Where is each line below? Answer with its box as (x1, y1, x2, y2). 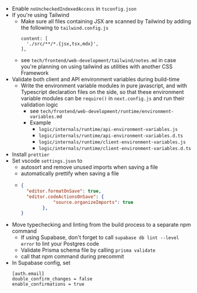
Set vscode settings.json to (11, 157, 82, 164)
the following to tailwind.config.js (20, 24, 109, 31)
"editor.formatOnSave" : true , (26, 188, 101, 194)
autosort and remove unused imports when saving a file (20, 164, 158, 170)
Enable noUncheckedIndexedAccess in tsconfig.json (11, 5, 137, 12)
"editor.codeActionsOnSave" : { (26, 194, 104, 200)
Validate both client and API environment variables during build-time (11, 76, 180, 83)
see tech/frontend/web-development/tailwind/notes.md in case (20, 57, 176, 63)
